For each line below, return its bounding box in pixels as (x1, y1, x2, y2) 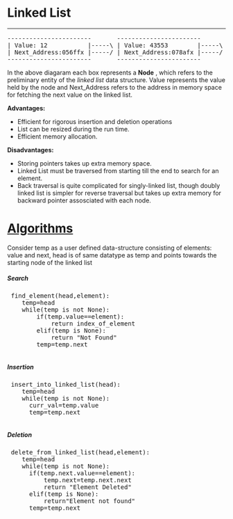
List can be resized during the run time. (17, 125, 130, 133)
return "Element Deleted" (44, 483, 132, 491)
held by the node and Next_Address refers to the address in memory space (7, 83, 222, 91)
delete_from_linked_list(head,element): (10, 448, 150, 456)
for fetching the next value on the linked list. (7, 90, 133, 99)
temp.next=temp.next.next (44, 476, 132, 484)
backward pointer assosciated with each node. (17, 196, 151, 205)
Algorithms (7, 221, 74, 237)
